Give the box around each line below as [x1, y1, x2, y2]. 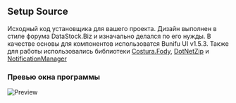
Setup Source [7, 6, 68, 18]
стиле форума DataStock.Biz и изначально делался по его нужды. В [7, 32, 211, 40]
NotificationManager [7, 54, 67, 63]
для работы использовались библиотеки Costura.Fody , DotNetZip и [7, 47, 209, 55]
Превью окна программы [7, 72, 101, 82]
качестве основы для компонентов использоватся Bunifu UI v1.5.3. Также [7, 39, 229, 48]
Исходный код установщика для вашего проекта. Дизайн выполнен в [7, 24, 217, 32]
